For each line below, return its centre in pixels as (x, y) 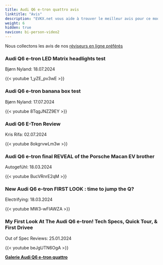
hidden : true (18, 28)
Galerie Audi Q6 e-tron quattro (36, 257)
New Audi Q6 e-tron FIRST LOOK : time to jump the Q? (70, 189)
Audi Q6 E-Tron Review (33, 124)
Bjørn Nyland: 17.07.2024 (30, 102)
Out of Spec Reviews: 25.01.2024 (38, 238)
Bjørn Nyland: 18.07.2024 (30, 69)
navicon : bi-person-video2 (32, 32)
